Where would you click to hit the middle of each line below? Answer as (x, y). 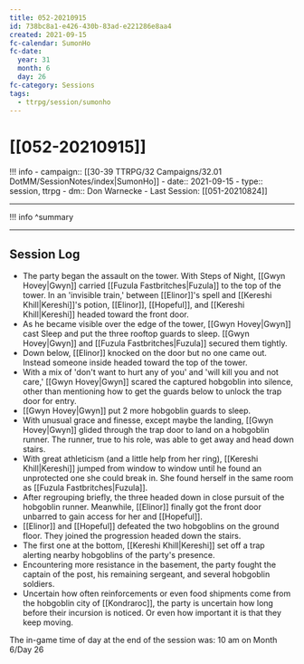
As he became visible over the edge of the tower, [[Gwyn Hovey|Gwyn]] (157, 324)
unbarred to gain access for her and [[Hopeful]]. (113, 516)
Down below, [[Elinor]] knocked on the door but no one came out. (144, 353)
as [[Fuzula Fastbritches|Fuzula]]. (85, 488)
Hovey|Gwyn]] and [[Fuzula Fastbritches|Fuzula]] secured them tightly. (155, 343)
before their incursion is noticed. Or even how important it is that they (152, 613)
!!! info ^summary (42, 217)
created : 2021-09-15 (48, 34)
